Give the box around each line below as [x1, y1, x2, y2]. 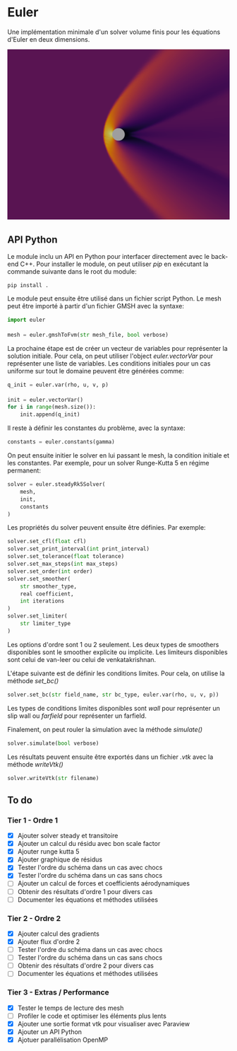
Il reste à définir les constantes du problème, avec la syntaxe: [7, 424, 186, 432]
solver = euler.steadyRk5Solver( [7, 481, 106, 488]
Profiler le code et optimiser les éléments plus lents [17, 1011, 167, 1020]
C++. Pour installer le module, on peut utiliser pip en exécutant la [20, 260, 209, 269]
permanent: [7, 466, 41, 475]
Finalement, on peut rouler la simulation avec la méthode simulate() [7, 725, 203, 733]
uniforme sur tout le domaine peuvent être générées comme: [7, 366, 185, 375]
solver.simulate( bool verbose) [7, 740, 99, 747]
